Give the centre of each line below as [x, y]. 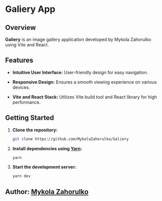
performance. [26, 102]
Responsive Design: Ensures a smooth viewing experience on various [84, 82]
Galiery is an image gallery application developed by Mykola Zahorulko [78, 39]
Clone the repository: [35, 130]
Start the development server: [44, 167]
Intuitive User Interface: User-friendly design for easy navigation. [80, 72]
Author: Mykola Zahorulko [47, 192]
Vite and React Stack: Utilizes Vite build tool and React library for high [84, 97]
